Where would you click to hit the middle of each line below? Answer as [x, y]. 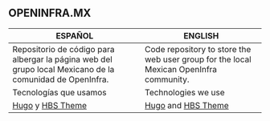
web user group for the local [198, 59]
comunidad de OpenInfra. [61, 79]
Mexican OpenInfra [181, 69]
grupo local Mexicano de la [63, 69]
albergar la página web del [62, 59]
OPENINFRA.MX [50, 13]
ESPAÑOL [75, 35]
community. [167, 79]
